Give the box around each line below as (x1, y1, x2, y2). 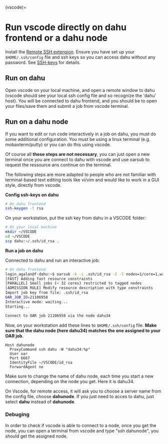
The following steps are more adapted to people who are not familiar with (5, 171, 156, 177)
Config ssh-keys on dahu (5, 192, 59, 198)
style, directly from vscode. (5, 182, 61, 188)
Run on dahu (5, 74, 45, 82)
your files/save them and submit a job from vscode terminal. (5, 103, 129, 109)
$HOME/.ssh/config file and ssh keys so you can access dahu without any (5, 54, 156, 60)
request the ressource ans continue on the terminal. (5, 162, 112, 168)
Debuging (5, 411, 30, 418)
